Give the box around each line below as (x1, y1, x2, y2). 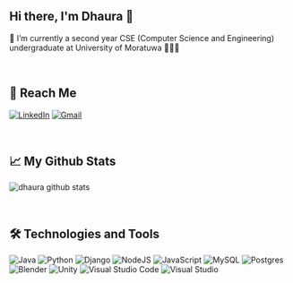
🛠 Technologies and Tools (9, 226, 159, 242)
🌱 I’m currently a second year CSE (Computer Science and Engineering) (9, 32, 275, 43)
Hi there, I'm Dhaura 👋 (9, 9, 134, 24)
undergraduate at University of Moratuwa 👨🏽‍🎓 (9, 42, 180, 53)
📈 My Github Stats (9, 154, 116, 169)
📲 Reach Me (9, 86, 77, 101)
